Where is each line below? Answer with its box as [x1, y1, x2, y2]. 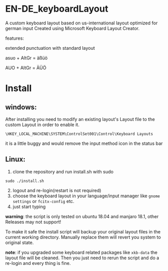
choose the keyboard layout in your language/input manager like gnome [12, 193, 160, 199]
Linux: [5, 155, 25, 164]
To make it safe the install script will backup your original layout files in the [5, 228, 161, 234]
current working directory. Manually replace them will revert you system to [5, 234, 161, 240]
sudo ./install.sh [5, 178, 44, 184]
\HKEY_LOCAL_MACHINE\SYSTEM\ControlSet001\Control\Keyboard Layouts [5, 131, 153, 136]
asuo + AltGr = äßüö [5, 54, 48, 61]
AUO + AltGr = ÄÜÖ [5, 65, 47, 71]
